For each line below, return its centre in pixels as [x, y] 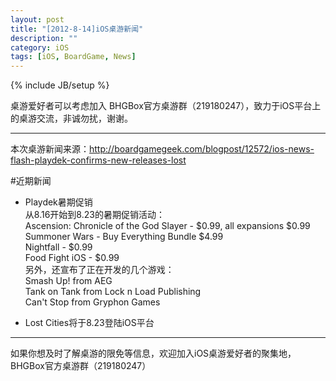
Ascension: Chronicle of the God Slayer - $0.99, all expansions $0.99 [167, 226]
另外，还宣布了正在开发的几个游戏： [99, 270]
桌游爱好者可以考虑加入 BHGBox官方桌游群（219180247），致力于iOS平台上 [166, 106]
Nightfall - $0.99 [58, 247]
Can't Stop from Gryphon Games [92, 302]
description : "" [44, 38]
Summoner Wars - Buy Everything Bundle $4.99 [124, 237]
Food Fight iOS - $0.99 [72, 258]
